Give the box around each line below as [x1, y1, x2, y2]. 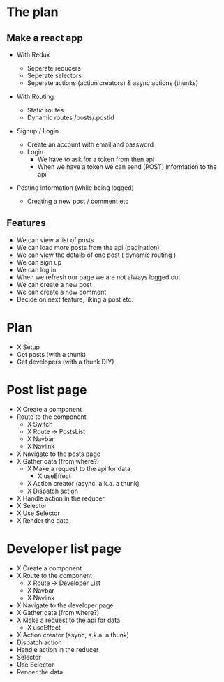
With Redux [16, 50, 50, 59]
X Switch [27, 420, 53, 428]
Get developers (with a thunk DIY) [16, 357, 114, 366]
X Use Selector [16, 509, 60, 517]
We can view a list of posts [16, 235, 94, 244]
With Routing [16, 92, 54, 101]
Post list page [6, 382, 87, 398]
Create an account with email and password [27, 140, 154, 149]
